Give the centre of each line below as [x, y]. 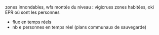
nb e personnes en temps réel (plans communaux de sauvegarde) [79, 27]
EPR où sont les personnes [33, 12]
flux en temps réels [32, 22]
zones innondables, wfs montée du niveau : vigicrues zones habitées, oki [79, 7]
